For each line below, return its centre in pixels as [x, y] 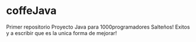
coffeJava [31, 11]
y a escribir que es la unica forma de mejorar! [62, 33]
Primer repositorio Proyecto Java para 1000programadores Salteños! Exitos [98, 27]
